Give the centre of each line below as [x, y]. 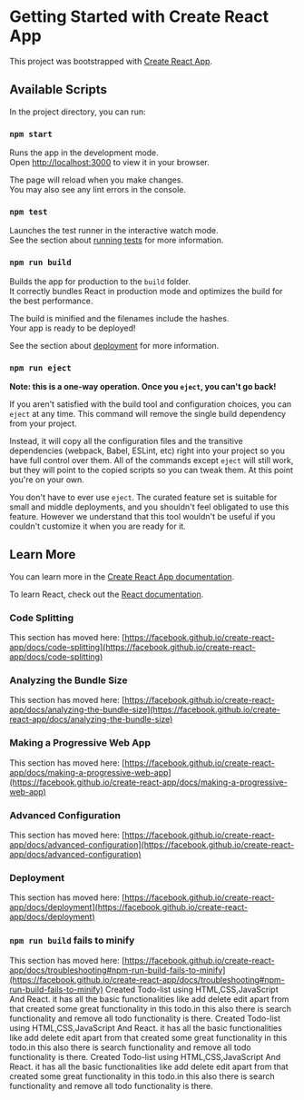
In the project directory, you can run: [78, 112]
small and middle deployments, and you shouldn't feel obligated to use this [149, 507]
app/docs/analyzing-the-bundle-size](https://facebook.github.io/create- [145, 709]
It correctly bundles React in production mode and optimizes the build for [146, 291]
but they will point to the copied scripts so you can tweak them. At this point [151, 470]
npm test [29, 212]
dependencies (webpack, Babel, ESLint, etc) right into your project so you [147, 451]
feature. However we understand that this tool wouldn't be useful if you [142, 516]
